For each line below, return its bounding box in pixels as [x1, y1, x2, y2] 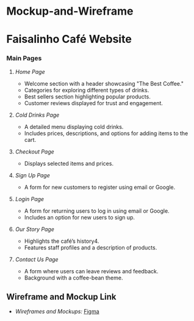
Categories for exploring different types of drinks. [24, 86, 149, 94]
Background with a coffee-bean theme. [24, 274, 123, 281]
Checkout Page [15, 148, 55, 155]
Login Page [15, 195, 45, 202]
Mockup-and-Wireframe [6, 4, 134, 18]
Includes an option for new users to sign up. [24, 213, 135, 221]
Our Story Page [15, 225, 55, 233]
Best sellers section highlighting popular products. [24, 93, 151, 100]
